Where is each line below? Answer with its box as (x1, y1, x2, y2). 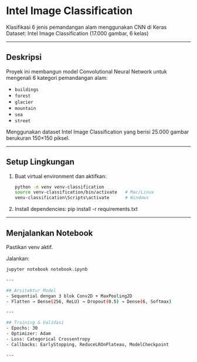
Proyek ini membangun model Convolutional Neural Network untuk (6, 68, 167, 75)
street (14, 118, 31, 124)
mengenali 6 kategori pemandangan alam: (6, 74, 108, 81)
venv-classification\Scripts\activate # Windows (14, 195, 149, 201)
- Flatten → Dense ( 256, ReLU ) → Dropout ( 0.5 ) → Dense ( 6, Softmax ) (6, 299, 172, 304)
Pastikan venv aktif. (6, 244, 53, 250)
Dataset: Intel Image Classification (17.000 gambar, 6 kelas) (6, 29, 149, 36)
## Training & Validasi (6, 320, 64, 326)
